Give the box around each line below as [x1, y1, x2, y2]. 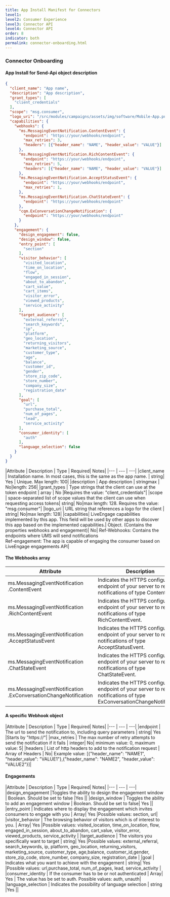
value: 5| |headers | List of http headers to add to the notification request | [5, 745, 160, 751]
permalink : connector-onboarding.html [5, 41, 87, 46]
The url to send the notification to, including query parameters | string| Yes [5, 729, 161, 735]
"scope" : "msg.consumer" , [10, 110, 65, 115]
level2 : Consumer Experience [5, 17, 67, 22]
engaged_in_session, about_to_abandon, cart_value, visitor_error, [5, 827, 141, 834]
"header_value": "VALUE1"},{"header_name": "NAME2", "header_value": [5, 756, 155, 762]
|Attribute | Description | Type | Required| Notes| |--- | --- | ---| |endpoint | [5, 724, 161, 730]
